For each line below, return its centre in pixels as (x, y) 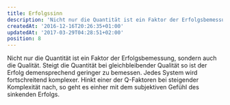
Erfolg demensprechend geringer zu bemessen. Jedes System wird (102, 73)
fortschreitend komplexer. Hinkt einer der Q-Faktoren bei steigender (103, 80)
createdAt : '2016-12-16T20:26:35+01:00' (66, 26)
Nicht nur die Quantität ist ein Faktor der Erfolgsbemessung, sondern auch (112, 58)
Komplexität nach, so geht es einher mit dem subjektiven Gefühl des (103, 87)
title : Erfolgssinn (35, 13)
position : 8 (24, 39)
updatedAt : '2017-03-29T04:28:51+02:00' (66, 32)
